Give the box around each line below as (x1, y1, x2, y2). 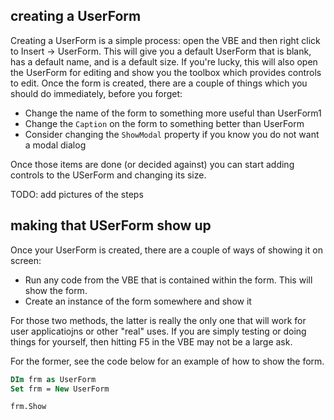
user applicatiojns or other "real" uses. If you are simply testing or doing (10, 325, 307, 337)
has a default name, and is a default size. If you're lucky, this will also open (10, 55, 318, 68)
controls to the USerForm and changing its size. (10, 169, 207, 181)
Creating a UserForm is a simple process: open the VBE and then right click (10, 34, 321, 46)
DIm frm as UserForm (10, 374, 97, 384)
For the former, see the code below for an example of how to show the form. (10, 355, 325, 367)
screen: (10, 254, 42, 266)
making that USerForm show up (10, 217, 212, 234)
